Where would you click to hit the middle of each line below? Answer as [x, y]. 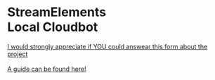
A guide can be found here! [47, 69]
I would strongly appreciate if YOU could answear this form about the [107, 46]
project [18, 54]
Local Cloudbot [53, 27]
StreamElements [57, 12]
